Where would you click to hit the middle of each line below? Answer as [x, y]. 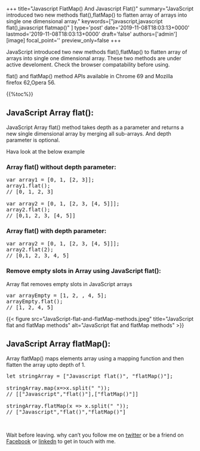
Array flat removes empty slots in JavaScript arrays [69, 284]
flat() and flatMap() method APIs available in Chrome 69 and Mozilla [90, 76]
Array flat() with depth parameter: [56, 231]
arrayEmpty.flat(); [35, 301]
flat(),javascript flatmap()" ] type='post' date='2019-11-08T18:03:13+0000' [98, 27]
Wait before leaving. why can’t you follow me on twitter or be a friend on [95, 435]
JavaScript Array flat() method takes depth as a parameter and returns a [95, 127]
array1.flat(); [28, 186]
